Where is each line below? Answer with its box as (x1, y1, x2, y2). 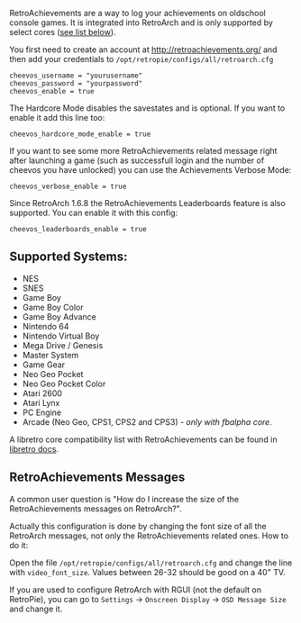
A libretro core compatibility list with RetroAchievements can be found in (9, 434, 278, 445)
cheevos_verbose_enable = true (9, 182, 127, 191)
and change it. (9, 603, 63, 614)
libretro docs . (9, 443, 59, 454)
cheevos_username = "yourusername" (9, 71, 143, 80)
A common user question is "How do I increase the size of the (9, 493, 240, 504)
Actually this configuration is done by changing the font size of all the (9, 520, 268, 531)
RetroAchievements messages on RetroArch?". (9, 503, 182, 514)
